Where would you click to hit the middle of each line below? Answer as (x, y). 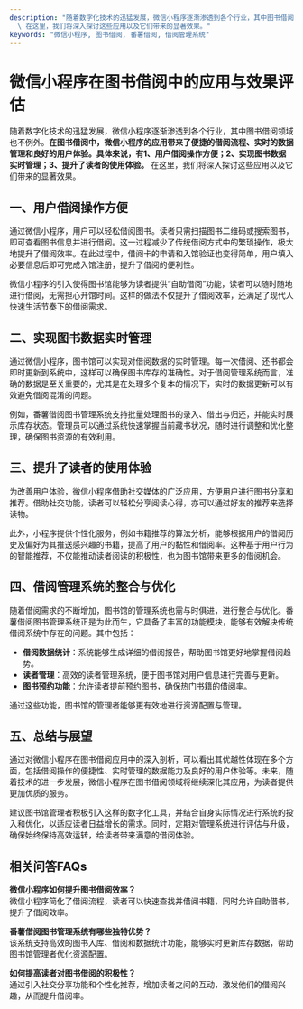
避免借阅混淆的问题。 (56, 394)
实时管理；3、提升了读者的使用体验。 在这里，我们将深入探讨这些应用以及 (147, 165)
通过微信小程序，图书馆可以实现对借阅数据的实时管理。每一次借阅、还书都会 (151, 361)
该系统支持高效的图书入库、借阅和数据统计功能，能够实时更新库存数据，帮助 (151, 943)
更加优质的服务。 (41, 793)
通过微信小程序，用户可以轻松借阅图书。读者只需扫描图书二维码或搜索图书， (151, 231)
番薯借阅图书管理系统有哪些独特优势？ (80, 931)
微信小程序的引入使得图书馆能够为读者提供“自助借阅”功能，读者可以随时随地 (151, 284)
